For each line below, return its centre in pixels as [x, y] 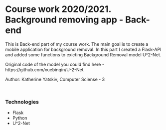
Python [20, 118]
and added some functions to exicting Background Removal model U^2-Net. [83, 55]
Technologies [22, 102]
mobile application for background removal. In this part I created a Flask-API [83, 49]
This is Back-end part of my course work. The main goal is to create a [77, 44]
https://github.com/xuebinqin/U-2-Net [44, 69]
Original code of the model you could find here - [55, 64]
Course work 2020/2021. [58, 9]
